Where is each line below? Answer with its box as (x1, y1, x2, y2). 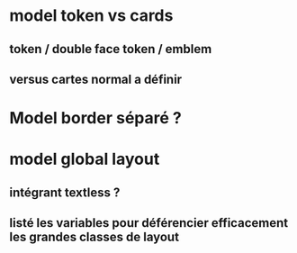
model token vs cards (9, 5, 174, 26)
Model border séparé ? (9, 108, 182, 129)
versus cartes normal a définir (9, 71, 183, 86)
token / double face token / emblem (9, 41, 212, 57)
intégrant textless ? (9, 185, 121, 200)
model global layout (9, 149, 160, 169)
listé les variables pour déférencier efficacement (9, 215, 289, 230)
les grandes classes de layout (9, 230, 180, 245)
